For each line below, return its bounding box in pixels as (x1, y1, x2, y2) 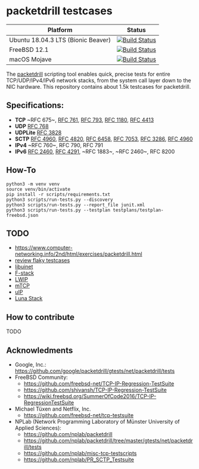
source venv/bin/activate (6, 186, 70, 192)
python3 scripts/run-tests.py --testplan (6, 207, 111, 213)
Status (127, 26, 146, 34)
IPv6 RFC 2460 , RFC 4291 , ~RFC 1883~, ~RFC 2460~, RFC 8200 (14, 148, 175, 155)
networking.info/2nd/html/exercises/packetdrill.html (14, 250, 142, 257)
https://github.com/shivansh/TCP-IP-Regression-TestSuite (23, 386, 167, 393)
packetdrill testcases (6, 4, 113, 18)
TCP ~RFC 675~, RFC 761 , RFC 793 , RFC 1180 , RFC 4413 (14, 116, 154, 123)
